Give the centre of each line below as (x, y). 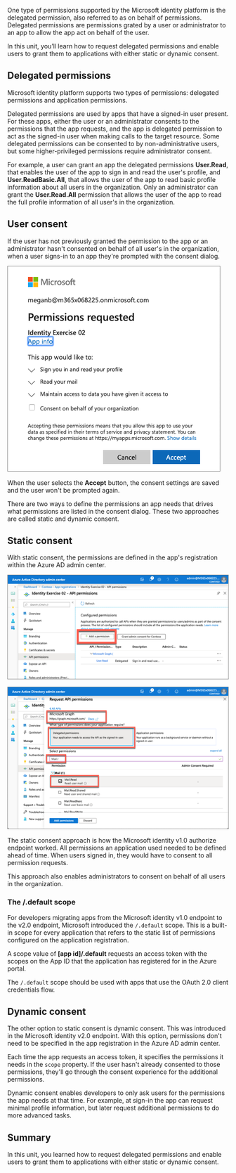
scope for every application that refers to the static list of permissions (114, 932)
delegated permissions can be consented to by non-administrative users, (113, 143)
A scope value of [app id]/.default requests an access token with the (107, 953)
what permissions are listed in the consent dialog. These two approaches (113, 511)
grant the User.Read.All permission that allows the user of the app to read (114, 194)
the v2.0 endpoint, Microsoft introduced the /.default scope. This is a (109, 925)
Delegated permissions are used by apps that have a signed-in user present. (118, 114)
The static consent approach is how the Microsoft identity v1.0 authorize (112, 841)
